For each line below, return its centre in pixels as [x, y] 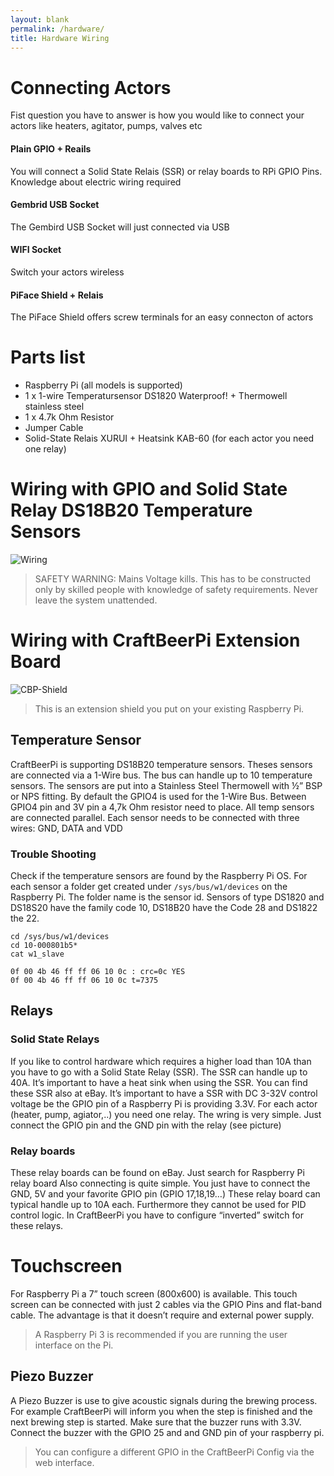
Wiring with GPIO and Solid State [149, 489]
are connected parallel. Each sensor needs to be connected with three [155, 817]
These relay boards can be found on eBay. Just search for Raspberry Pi [157, 1173]
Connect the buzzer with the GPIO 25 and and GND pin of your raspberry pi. [167, 1432]
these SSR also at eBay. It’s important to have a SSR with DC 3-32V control [164, 1093]
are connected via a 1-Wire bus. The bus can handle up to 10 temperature [161, 775]
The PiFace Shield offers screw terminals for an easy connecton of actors [162, 317]
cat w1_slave [37, 954]
